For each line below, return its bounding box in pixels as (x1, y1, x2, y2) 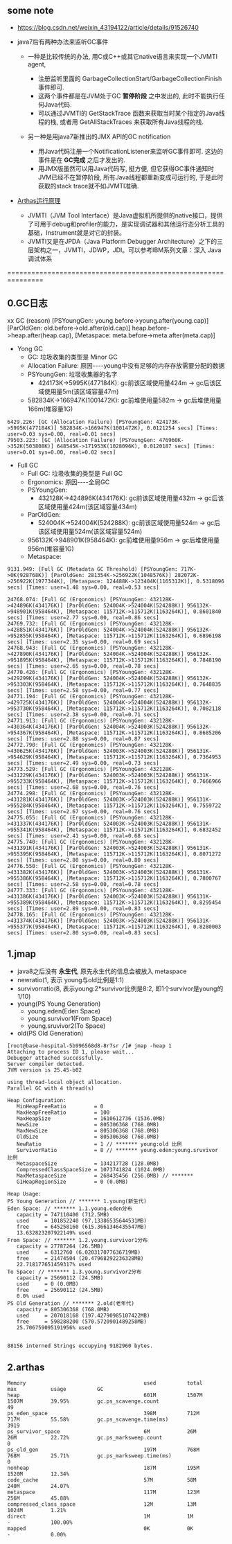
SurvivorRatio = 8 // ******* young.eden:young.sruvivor (16, 1147, 218, 1154)
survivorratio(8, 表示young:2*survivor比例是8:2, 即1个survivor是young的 (17, 984, 224, 993)
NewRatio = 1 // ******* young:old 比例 (16, 1141, 182, 1148)
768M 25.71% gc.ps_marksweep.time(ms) (7, 1453, 172, 1459)
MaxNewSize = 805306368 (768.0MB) (16, 1128, 159, 1135)
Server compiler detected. (7, 1061, 85, 1068)
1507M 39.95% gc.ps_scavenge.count (7, 1398, 159, 1405)
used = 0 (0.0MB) (16, 1281, 79, 1288)
